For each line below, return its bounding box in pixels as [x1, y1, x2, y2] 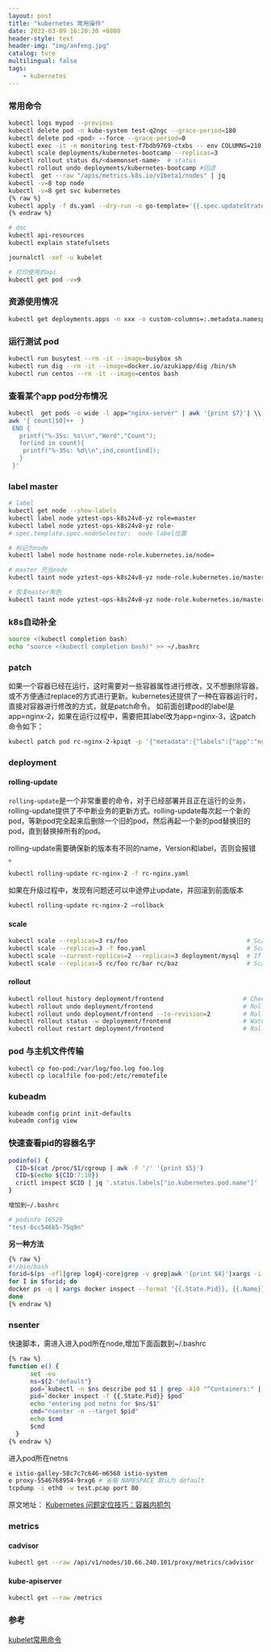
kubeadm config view [8, 1117, 78, 1125]
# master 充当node [8, 566, 68, 574]
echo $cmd [29, 1415, 63, 1423]
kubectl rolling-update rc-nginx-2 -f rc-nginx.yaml [8, 870, 190, 878]
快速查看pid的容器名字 [8, 1138, 96, 1149]
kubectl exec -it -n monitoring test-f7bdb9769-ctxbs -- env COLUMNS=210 [8, 142, 262, 150]
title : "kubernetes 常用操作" [8, 19, 105, 27]
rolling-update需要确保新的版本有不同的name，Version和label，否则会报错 [8, 843, 256, 853]
